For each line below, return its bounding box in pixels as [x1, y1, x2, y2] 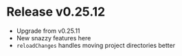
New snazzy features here [16, 33, 91, 42]
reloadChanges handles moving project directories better [16, 41, 176, 49]
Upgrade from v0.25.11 [16, 27, 80, 35]
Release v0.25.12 [6, 4, 106, 20]
